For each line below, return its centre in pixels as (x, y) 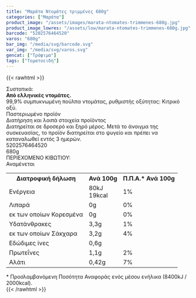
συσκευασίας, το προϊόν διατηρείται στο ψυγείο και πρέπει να (82, 132)
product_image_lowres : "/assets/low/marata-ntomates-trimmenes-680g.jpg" (99, 28)
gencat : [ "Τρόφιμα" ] (31, 55)
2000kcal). (19, 283)
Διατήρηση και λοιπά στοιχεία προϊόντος (56, 120)
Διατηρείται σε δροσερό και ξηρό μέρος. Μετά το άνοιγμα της (82, 126)
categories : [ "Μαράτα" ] (35, 17)
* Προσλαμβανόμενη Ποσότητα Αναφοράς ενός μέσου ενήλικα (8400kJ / (97, 276)
